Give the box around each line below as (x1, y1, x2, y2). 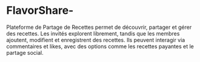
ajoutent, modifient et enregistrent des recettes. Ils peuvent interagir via (6, 36, 185, 43)
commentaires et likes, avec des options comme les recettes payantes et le (6, 43, 194, 50)
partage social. (6, 49, 44, 56)
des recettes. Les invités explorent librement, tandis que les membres (6, 29, 180, 37)
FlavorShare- (6, 4, 74, 17)
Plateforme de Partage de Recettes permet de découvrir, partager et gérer (6, 23, 192, 31)
